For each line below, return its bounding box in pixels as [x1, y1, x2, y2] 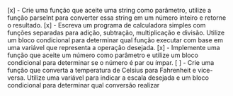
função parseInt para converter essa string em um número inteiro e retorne [7, 13, 227, 22]
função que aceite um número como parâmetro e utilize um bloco [7, 51, 198, 59]
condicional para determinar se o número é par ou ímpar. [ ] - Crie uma [7, 59, 215, 66]
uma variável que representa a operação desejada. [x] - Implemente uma [7, 44, 221, 52]
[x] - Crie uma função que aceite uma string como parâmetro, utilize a [7, 6, 212, 14]
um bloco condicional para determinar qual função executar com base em [7, 36, 224, 44]
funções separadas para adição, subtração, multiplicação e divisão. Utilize [7, 28, 225, 37]
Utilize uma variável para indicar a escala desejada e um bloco [27, 73, 209, 82]
